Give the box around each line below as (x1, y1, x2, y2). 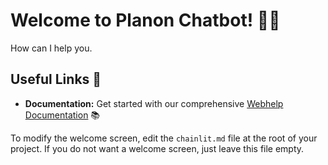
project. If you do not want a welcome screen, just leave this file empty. (10, 142, 305, 154)
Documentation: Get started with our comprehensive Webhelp (24, 97, 284, 109)
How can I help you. (10, 42, 93, 54)
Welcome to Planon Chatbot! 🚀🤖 (10, 9, 281, 32)
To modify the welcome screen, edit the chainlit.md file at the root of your (10, 132, 318, 144)
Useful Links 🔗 (10, 71, 102, 88)
